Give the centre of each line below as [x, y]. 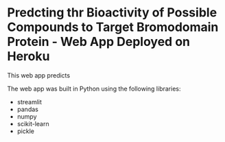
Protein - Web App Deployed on [99, 42]
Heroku [28, 57]
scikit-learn [33, 123]
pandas [28, 109]
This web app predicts [39, 75]
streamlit [29, 102]
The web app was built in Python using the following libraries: [94, 88]
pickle [25, 131]
